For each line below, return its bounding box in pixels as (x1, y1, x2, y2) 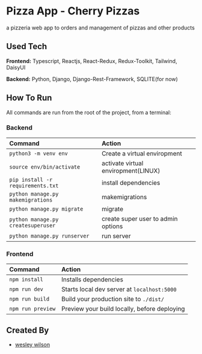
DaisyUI (6, 64, 26, 71)
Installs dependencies (61, 275, 123, 284)
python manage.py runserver (9, 232, 90, 239)
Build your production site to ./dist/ (61, 295, 164, 304)
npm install (9, 276, 44, 283)
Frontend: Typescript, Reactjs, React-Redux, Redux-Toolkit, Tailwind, (6, 57, 177, 64)
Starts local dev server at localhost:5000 (61, 285, 177, 293)
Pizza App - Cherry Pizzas (6, 4, 140, 18)
